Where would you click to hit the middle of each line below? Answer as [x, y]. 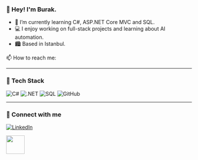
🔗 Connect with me [34, 114]
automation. [29, 37]
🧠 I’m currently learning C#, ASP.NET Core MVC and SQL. [85, 22]
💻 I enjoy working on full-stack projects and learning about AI [90, 29]
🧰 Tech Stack [25, 81]
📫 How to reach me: [31, 58]
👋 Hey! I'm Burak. [32, 9]
